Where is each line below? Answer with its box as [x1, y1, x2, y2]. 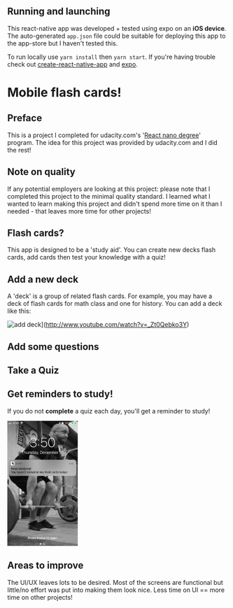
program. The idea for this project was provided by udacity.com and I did [7, 138, 218, 146]
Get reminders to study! [7, 388, 113, 400]
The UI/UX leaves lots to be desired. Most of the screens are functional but [7, 578, 223, 586]
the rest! [7, 146, 31, 154]
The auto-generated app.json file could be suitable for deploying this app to [7, 31, 226, 40]
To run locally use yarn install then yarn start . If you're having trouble [7, 52, 216, 61]
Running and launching [7, 6, 111, 17]
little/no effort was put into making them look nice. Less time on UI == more [7, 586, 225, 594]
